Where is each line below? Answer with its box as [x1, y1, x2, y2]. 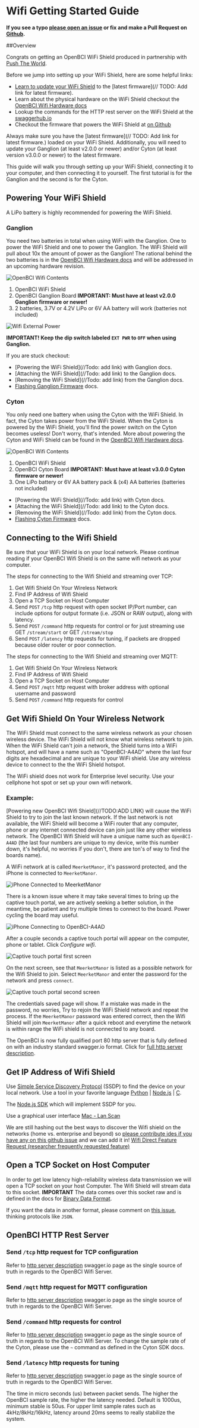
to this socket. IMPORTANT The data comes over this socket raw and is [6, 1188, 182, 1195]
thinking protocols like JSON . [6, 1213, 74, 1220]
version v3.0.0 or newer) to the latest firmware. [6, 151, 122, 159]
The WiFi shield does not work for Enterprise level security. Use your [6, 772, 175, 780]
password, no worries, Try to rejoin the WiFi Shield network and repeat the [6, 1006, 188, 1013]
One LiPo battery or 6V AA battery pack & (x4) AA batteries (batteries [14, 478, 185, 486]
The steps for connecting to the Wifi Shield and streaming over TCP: [6, 573, 173, 580]
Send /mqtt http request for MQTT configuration [6, 1282, 147, 1291]
